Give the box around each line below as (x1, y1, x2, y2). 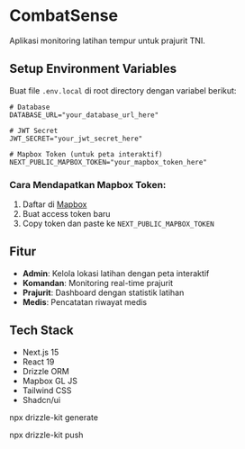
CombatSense (9, 5, 119, 26)
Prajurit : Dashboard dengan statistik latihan (22, 287, 185, 298)
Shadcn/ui (22, 394, 61, 405)
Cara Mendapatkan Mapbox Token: (9, 178, 167, 191)
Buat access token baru (22, 209, 111, 220)
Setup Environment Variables (9, 61, 177, 76)
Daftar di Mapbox (22, 199, 87, 210)
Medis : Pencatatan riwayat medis (22, 296, 148, 307)
